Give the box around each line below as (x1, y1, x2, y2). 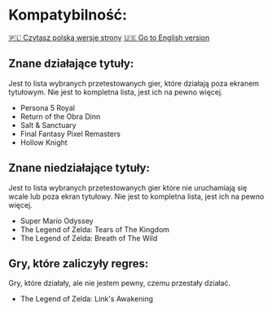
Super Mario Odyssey (20, 216, 94, 226)
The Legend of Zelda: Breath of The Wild (20, 233, 158, 243)
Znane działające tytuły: (8, 57, 134, 71)
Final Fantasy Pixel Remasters (20, 129, 121, 138)
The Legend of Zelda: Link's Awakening (20, 294, 153, 304)
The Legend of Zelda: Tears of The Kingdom (20, 224, 169, 234)
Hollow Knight (20, 137, 68, 147)
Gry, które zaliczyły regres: (8, 257, 149, 270)
